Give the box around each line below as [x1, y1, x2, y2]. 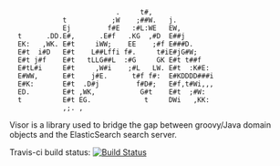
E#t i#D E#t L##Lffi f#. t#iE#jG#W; [17, 47, 198, 57]
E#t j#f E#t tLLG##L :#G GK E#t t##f [17, 56, 202, 65]
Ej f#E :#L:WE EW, [62, 24, 181, 33]
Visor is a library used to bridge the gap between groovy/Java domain [9, 119, 272, 130]
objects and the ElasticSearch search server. [9, 130, 178, 140]
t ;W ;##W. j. [62, 16, 178, 25]
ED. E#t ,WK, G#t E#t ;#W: [17, 88, 206, 97]
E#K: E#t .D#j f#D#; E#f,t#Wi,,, [17, 79, 214, 88]
